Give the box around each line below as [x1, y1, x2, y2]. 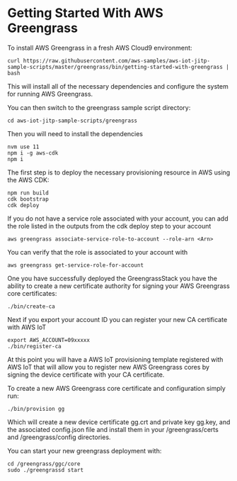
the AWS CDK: [7, 175, 50, 184]
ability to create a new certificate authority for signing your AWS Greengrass [7, 282, 230, 290]
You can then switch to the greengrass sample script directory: [7, 103, 191, 111]
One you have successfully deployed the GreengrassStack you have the [7, 274, 218, 282]
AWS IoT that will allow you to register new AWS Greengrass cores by [7, 363, 210, 371]
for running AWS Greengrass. [7, 89, 93, 98]
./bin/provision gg [7, 405, 65, 412]
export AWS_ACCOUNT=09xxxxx [7, 336, 91, 343]
